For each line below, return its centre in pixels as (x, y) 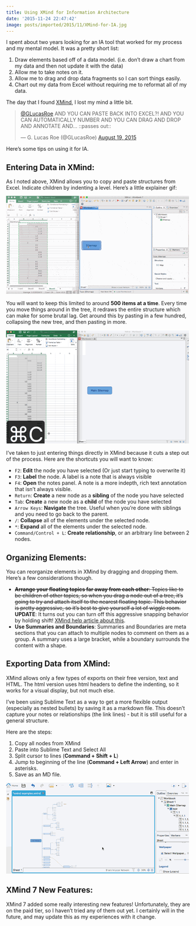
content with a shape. (41, 645)
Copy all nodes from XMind (47, 743)
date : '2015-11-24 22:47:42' (42, 18)
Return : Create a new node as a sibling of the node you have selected (99, 495)
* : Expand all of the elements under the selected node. (81, 527)
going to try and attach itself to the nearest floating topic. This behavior (100, 602)
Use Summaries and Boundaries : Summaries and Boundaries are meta (100, 627)
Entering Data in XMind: (50, 167)
